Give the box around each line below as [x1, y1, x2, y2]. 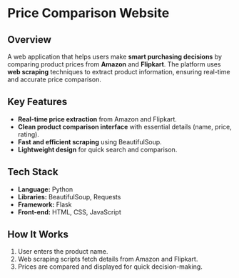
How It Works [7, 229, 69, 241]
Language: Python [17, 184, 73, 194]
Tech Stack [7, 166, 59, 178]
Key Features [7, 96, 68, 108]
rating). [17, 130, 39, 139]
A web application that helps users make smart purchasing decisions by [7, 52, 223, 61]
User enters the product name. [17, 247, 108, 256]
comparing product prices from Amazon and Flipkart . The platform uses [7, 60, 221, 69]
